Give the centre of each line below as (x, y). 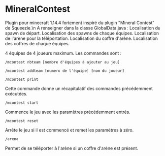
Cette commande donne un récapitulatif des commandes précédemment (79, 88)
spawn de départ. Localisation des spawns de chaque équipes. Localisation (82, 33)
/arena (12, 139)
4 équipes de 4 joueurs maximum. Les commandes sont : (63, 53)
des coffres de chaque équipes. (37, 43)
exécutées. (16, 94)
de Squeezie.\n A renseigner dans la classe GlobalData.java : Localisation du (83, 28)
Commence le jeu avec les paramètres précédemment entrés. (68, 112)
